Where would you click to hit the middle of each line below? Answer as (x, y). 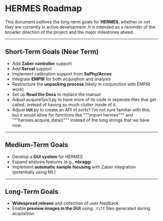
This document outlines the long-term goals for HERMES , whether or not (78, 22)
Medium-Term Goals (37, 145)
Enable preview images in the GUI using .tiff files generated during (81, 208)
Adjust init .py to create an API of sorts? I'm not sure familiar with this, (81, 110)
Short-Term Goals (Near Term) (52, 52)
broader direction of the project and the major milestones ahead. (70, 32)
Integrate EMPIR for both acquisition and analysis (61, 79)
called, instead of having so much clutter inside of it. (65, 104)
